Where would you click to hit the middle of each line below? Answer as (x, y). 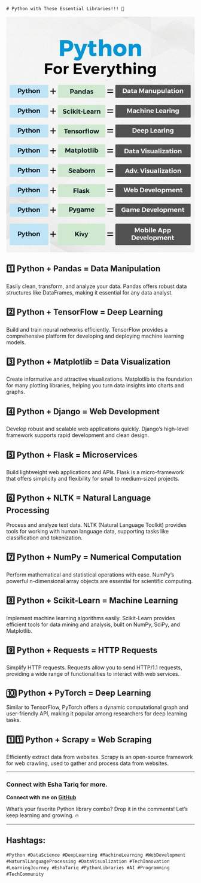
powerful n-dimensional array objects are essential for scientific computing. (100, 581)
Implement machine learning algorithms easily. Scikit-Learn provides (91, 618)
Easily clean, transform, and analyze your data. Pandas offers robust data (97, 286)
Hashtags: (26, 840)
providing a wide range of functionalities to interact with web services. (93, 674)
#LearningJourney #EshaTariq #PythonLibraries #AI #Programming (88, 868)
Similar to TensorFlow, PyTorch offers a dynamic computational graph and (97, 707)
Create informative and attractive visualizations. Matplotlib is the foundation (99, 379)
